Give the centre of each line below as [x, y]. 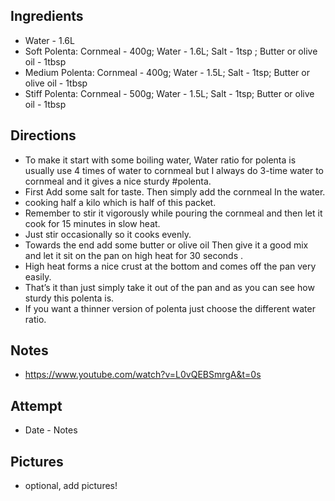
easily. [38, 276]
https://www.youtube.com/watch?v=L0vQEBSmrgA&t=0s [143, 375]
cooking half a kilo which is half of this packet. [120, 202]
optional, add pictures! [71, 486]
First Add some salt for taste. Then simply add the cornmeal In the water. [175, 191]
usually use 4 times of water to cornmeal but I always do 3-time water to [174, 170]
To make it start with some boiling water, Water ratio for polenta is [160, 160]
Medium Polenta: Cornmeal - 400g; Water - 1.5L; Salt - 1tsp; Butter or [167, 72]
